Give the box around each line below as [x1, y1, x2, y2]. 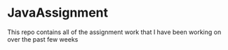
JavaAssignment [7, 5, 109, 21]
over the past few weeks [7, 35, 79, 43]
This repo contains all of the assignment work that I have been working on [7, 28, 222, 36]
